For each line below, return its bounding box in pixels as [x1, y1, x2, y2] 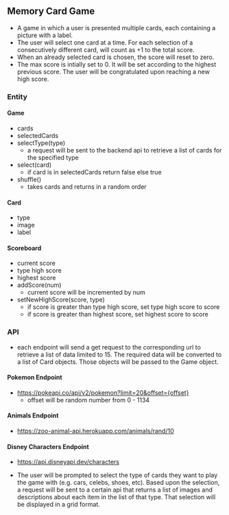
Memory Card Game [7, 5, 95, 17]
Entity [7, 92, 27, 102]
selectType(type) [16, 139, 66, 147]
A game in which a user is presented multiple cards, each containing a [16, 23, 216, 32]
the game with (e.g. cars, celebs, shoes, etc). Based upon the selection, [16, 479, 220, 487]
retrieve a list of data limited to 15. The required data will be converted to [16, 350, 222, 358]
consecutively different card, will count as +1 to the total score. [16, 45, 195, 54]
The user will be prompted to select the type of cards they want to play [16, 471, 218, 479]
